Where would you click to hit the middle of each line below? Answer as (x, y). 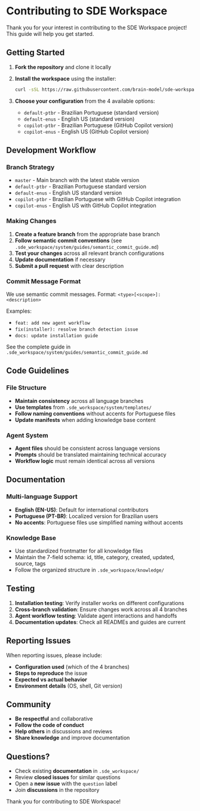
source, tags (30, 563)
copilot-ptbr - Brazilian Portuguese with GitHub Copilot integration (98, 199)
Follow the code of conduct (50, 725)
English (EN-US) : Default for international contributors (81, 510)
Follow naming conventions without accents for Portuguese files (95, 414)
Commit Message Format (44, 281)
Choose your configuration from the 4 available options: (85, 101)
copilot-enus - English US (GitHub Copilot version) (86, 131)
